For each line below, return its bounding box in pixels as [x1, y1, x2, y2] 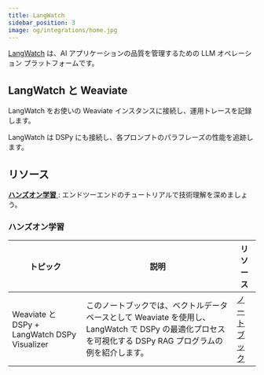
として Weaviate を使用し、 [109, 312, 211, 323]
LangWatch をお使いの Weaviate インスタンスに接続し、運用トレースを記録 [8, 106, 252, 116]
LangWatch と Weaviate [8, 83, 128, 97]
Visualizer [12, 339, 49, 350]
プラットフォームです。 [23, 58, 100, 68]
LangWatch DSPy [12, 329, 77, 340]
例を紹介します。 [86, 347, 149, 358]
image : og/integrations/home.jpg [8, 26, 118, 34]
